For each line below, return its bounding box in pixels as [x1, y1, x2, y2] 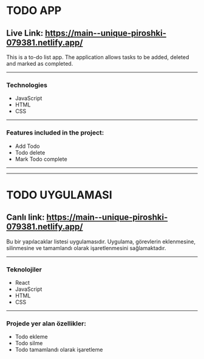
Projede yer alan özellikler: [6, 319, 86, 327]
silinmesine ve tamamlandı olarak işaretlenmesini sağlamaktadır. [6, 244, 166, 251]
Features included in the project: [6, 128, 104, 137]
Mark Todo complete [15, 155, 68, 162]
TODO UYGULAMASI [6, 188, 112, 201]
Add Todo [15, 142, 40, 150]
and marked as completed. [6, 60, 73, 67]
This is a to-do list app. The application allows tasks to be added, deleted [6, 54, 189, 61]
